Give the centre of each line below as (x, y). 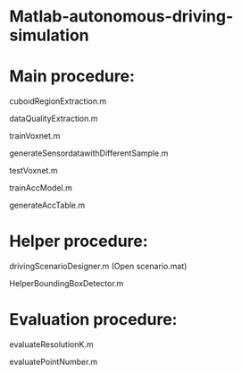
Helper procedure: (79, 241)
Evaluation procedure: (93, 320)
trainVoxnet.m (35, 136)
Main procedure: (72, 76)
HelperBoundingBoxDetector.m (67, 284)
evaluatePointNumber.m (54, 361)
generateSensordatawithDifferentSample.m (89, 153)
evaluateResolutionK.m (51, 344)
